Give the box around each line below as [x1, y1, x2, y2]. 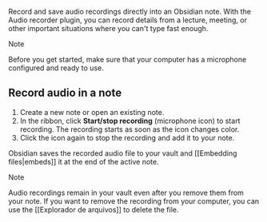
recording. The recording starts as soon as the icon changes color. [19, 124, 240, 134]
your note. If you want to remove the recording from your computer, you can [8, 196, 260, 206]
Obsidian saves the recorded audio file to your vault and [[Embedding [8, 148, 237, 158]
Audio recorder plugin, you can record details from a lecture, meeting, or [8, 15, 248, 25]
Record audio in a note [8, 86, 122, 100]
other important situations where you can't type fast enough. [8, 24, 209, 33]
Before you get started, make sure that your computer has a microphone [8, 55, 247, 64]
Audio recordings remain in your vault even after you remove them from [8, 188, 244, 197]
